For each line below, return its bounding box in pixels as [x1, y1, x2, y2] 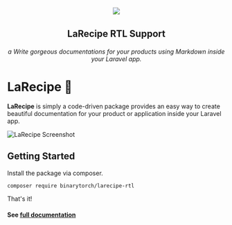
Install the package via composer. [7, 169, 104, 177]
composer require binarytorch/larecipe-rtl [7, 182, 135, 189]
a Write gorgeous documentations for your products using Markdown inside [8, 47, 225, 56]
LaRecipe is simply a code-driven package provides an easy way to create [7, 102, 220, 110]
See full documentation [7, 210, 76, 219]
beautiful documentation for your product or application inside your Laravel [7, 109, 222, 117]
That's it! [7, 194, 33, 203]
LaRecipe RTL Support [66, 28, 166, 40]
